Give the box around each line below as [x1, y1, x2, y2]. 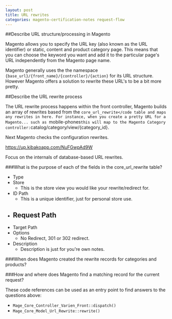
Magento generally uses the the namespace [5, 67, 98, 73]
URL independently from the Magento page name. [5, 57, 111, 64]
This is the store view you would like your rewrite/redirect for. [20, 185, 150, 191]
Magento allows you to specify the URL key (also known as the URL [5, 41, 147, 47]
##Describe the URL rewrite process [5, 93, 82, 100]
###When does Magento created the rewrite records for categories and [5, 256, 157, 262]
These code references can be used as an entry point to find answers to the [5, 287, 166, 293]
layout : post [5, 7, 33, 13]
